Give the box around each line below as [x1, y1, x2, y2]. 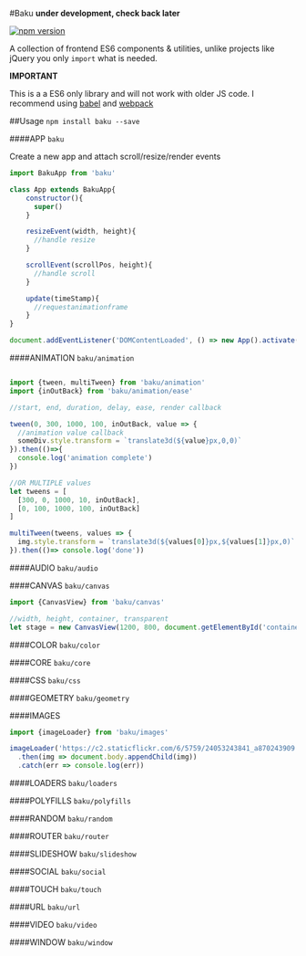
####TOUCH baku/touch [9, 884, 102, 894]
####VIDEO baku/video [9, 919, 97, 930]
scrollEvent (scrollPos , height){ [25, 260, 153, 269]
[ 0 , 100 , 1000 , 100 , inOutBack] [17, 504, 141, 513]
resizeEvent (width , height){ [25, 227, 137, 236]
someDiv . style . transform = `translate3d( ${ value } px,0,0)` [17, 436, 243, 446]
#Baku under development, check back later [9, 8, 180, 18]
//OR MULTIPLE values [9, 478, 92, 488]
